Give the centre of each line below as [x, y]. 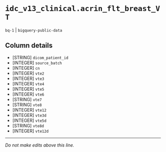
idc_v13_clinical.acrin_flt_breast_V [83, 9]
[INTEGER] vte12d [30, 131]
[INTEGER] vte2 [28, 73]
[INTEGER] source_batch [37, 63]
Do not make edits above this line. [40, 145]
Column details [29, 46]
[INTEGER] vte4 [28, 83]
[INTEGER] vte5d [29, 120]
